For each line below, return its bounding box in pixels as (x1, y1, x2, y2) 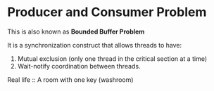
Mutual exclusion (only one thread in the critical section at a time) (17, 54, 208, 63)
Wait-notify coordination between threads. (17, 62, 141, 70)
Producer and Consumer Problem (7, 4, 207, 20)
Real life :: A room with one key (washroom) (7, 75, 134, 84)
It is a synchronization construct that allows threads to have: (7, 41, 182, 49)
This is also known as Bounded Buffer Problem (7, 27, 145, 36)
